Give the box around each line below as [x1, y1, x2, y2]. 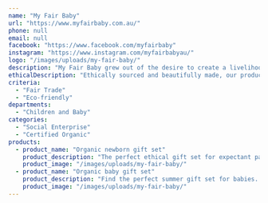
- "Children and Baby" [15, 109, 91, 117]
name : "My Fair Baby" [8, 11, 81, 20]
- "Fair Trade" [15, 86, 66, 94]
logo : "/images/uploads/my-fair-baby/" [8, 57, 141, 65]
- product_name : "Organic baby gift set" [15, 168, 156, 176]
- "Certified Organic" [15, 130, 91, 138]
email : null [8, 34, 48, 42]
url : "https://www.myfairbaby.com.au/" [8, 19, 141, 27]
